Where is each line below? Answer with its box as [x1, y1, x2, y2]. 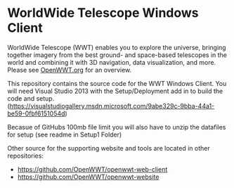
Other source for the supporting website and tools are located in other [7, 144, 210, 152]
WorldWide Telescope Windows [7, 5, 199, 21]
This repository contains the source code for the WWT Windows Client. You [7, 79, 227, 87]
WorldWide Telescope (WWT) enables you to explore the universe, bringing [7, 43, 226, 51]
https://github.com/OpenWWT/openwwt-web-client [17, 165, 168, 173]
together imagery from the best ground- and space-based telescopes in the [7, 51, 227, 59]
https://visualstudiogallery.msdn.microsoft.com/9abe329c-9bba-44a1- [9, 101, 215, 110]
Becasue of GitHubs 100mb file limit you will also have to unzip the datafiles [7, 123, 226, 131]
